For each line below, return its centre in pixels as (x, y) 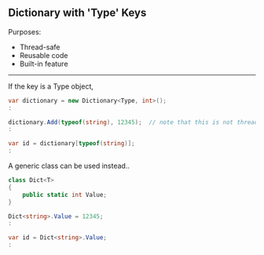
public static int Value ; (65, 195)
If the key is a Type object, (51, 86)
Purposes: (25, 31)
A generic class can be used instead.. (69, 166)
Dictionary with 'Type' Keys (77, 13)
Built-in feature (44, 64)
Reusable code (44, 55)
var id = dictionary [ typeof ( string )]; (71, 144)
